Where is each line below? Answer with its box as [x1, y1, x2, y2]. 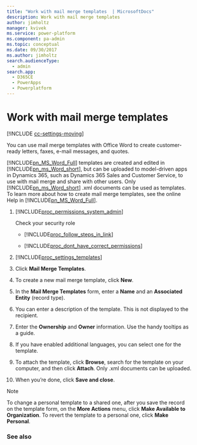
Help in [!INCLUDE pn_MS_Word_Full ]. [6, 197, 98, 204]
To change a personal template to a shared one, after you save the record [6, 398, 185, 406]
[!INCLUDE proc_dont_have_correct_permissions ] [24, 242, 143, 249]
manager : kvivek [6, 25, 46, 31]
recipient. [15, 311, 39, 318]
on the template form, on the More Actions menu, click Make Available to [6, 405, 186, 412]
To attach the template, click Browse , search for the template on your [15, 358, 184, 366]
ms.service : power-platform [6, 31, 76, 36]
